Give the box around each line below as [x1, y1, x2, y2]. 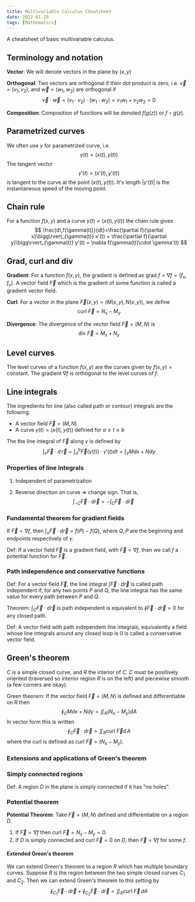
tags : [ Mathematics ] [6, 19, 57, 25]
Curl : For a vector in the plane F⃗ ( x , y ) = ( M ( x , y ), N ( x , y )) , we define [6, 298, 170, 306]
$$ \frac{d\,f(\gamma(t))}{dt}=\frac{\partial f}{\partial [35, 227, 163, 234]
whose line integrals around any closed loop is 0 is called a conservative [6, 629, 182, 636]
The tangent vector [6, 160, 53, 167]
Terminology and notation [6, 52, 103, 62]
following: [6, 409, 30, 416]
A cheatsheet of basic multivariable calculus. [6, 36, 115, 43]
